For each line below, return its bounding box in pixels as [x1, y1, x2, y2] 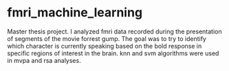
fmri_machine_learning [7, 5, 143, 20]
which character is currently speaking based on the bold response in [7, 42, 202, 50]
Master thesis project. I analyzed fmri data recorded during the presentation [7, 27, 222, 35]
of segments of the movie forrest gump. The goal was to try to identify [7, 34, 206, 42]
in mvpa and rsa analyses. [7, 56, 81, 64]
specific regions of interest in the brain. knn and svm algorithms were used [7, 49, 219, 57]
